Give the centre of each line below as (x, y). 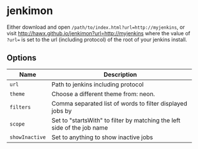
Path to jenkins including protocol (98, 84)
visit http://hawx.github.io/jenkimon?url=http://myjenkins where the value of (98, 33)
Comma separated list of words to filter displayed (119, 103)
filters (20, 107)
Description (120, 74)
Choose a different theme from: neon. (103, 94)
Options (22, 58)
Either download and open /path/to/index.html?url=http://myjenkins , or (96, 27)
